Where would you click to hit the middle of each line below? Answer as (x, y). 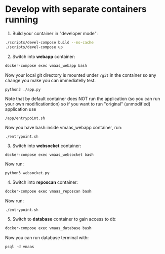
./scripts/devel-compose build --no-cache (49, 42)
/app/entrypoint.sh (25, 118)
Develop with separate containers (76, 9)
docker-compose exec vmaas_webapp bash (46, 65)
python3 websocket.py (27, 173)
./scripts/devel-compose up (34, 47)
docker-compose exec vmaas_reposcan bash (48, 192)
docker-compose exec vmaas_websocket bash (49, 154)
